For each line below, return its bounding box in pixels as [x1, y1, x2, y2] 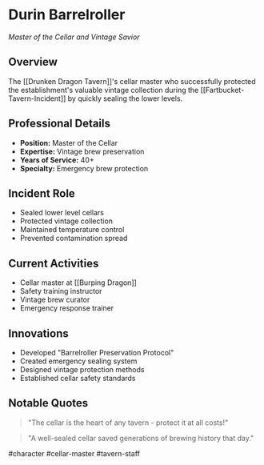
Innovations [8, 327, 70, 340]
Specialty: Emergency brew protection [19, 163, 149, 173]
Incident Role [8, 186, 76, 200]
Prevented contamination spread [19, 234, 128, 243]
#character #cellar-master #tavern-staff [8, 448, 140, 458]
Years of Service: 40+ [19, 154, 94, 165]
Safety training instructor [19, 287, 102, 296]
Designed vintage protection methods [19, 365, 145, 374]
